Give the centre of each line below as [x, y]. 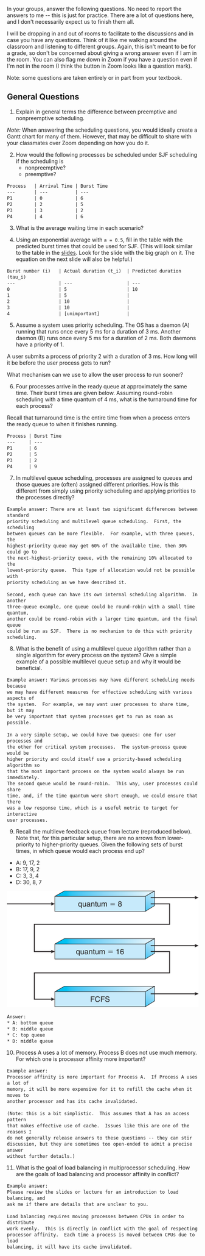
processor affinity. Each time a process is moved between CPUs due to [101, 1235]
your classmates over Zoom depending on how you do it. [78, 143]
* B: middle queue [30, 1029]
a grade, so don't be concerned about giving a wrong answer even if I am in [102, 53]
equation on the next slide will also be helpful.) [74, 259]
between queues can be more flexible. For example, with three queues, [101, 533]
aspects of [21, 698]
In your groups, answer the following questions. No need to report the [94, 9]
